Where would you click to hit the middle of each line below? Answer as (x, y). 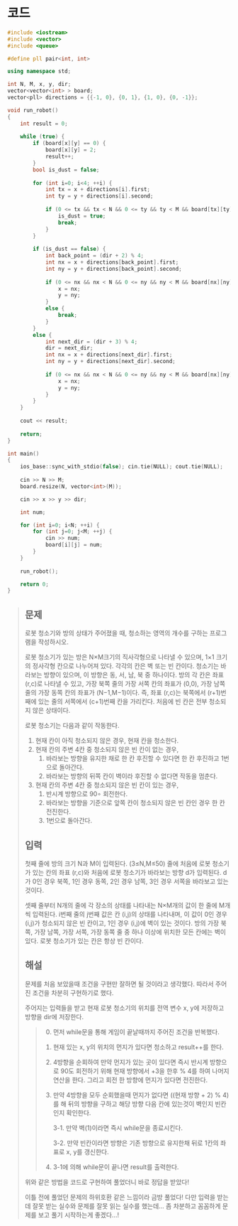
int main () (23, 453)
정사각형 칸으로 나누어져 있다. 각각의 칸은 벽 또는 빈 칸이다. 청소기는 (126, 666)
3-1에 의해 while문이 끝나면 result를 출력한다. (116, 1167)
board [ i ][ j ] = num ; (74, 545)
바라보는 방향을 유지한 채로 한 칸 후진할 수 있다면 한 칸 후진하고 (132, 758)
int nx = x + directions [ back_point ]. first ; (112, 262)
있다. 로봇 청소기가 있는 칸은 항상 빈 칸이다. (84, 940)
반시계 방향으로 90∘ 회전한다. (87, 794)
